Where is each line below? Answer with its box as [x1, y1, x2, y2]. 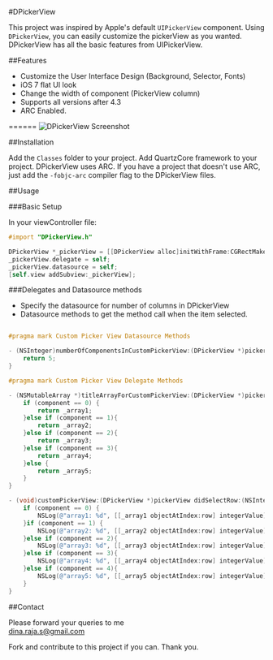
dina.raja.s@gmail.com [8, 626, 85, 636]
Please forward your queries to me [8, 617, 124, 628]
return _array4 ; [37, 451, 93, 459]
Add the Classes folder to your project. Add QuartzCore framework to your [8, 153, 258, 162]
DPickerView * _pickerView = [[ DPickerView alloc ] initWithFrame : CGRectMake [8, 248, 267, 256]
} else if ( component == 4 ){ [23, 564, 118, 572]
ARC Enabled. [19, 106, 67, 115]
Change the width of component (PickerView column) [19, 88, 201, 98]
